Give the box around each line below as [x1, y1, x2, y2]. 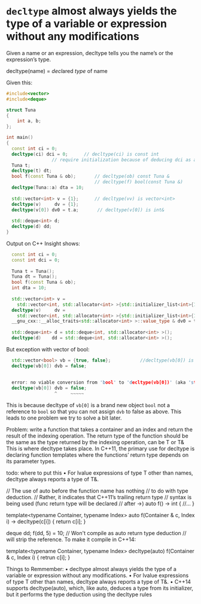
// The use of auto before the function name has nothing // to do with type [6, 487, 188, 494]
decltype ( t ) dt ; [11, 168, 52, 174]
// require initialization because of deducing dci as [51, 157, 191, 163]
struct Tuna [6, 107, 36, 113]
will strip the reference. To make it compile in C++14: [6, 536, 136, 543]
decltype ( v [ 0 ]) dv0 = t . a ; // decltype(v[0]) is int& [11, 207, 165, 213]
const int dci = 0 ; [11, 257, 60, 263]
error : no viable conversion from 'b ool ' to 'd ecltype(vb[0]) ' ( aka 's [11, 380, 194, 386]
